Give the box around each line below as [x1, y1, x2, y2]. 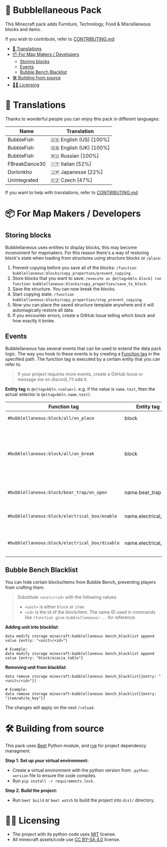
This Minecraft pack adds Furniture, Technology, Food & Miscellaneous [5, 21, 151, 27]
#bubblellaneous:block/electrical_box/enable [7, 513, 117, 519]
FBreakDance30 [7, 160, 46, 167]
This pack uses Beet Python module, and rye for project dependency [5, 743, 147, 749]
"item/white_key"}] [5, 696, 46, 701]
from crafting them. [5, 584, 45, 590]
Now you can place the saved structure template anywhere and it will [12, 301, 154, 307]
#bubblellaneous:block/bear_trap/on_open [7, 489, 107, 495]
